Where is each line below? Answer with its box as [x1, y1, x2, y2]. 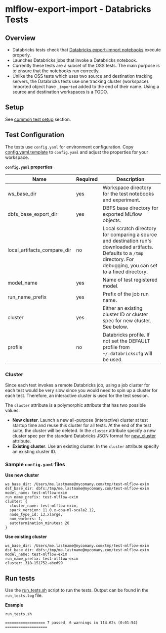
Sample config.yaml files [5, 461, 65, 468]
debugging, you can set [102, 262, 158, 269]
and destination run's [102, 237, 152, 244]
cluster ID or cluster [102, 311, 148, 318]
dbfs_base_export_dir [7, 210, 58, 217]
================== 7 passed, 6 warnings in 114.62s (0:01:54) [5, 620, 138, 626]
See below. [102, 323, 128, 330]
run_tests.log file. [5, 592, 43, 598]
